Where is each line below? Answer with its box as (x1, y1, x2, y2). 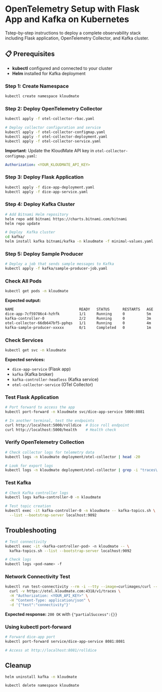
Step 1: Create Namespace (5, 82, 69, 89)
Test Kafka (5, 479, 32, 486)
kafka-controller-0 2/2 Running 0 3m (5, 316, 151, 321)
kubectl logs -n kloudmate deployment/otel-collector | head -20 (5, 454, 140, 459)
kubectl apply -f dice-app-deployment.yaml (5, 184, 95, 190)
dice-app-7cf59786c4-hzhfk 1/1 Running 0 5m (5, 311, 151, 317)
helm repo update (5, 221, 40, 226)
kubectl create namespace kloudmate (5, 94, 79, 99)
